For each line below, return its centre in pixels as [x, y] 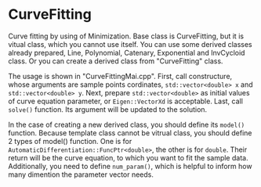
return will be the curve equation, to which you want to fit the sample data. [128, 157]
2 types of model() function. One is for [70, 141]
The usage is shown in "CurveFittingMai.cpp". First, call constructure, [120, 76]
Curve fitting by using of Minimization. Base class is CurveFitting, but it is [126, 36]
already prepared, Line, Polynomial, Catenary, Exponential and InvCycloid [127, 52]
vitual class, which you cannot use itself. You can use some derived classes [130, 44]
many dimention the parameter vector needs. [81, 174]
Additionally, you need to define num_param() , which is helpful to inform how [130, 166]
